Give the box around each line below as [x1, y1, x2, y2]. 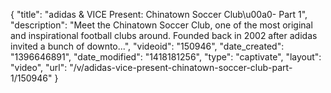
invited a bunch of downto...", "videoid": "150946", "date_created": [10, 40, 285, 52]
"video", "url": [10, 62, 68, 73]
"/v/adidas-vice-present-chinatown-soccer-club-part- [69, 62, 293, 73]
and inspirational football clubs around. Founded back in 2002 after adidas [10, 30, 318, 41]
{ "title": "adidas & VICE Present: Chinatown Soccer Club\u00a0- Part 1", [10, 9, 308, 20]
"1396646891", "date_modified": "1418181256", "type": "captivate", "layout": [10, 51, 322, 63]
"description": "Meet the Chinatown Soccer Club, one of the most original [10, 19, 313, 31]
